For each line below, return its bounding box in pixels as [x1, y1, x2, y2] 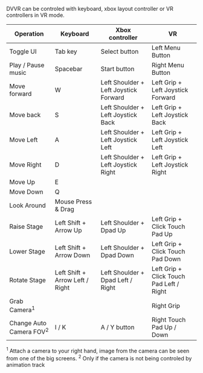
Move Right [9, 161, 42, 168]
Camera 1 [9, 305, 35, 314]
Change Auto [9, 319, 47, 327]
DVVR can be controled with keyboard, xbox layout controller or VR [6, 5, 173, 12]
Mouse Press [54, 197, 92, 206]
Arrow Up [54, 226, 83, 234]
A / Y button [100, 323, 135, 331]
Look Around [9, 202, 47, 209]
